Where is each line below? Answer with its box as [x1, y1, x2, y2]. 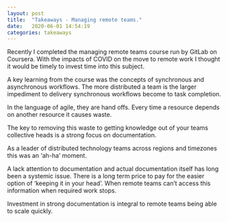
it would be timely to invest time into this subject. [7, 62, 145, 70]
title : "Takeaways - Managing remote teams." [7, 16, 142, 23]
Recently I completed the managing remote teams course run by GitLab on [7, 48, 218, 56]
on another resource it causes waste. [7, 111, 112, 119]
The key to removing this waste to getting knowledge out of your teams [7, 124, 209, 132]
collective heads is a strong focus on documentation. [7, 131, 157, 139]
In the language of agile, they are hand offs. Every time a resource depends [7, 103, 220, 111]
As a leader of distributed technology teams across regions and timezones [7, 144, 218, 152]
